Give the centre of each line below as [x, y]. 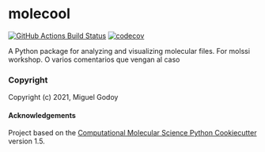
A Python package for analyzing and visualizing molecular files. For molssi [129, 51]
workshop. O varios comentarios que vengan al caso [94, 59]
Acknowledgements [42, 115]
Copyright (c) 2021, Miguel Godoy [63, 97]
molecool [40, 14]
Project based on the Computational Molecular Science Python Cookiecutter [132, 133]
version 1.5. [26, 141]
